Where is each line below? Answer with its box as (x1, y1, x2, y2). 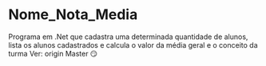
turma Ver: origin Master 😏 (8, 49, 98, 58)
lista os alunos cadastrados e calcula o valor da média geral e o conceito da (8, 40, 258, 49)
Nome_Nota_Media (8, 6, 138, 24)
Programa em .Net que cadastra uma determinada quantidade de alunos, (8, 32, 248, 41)
